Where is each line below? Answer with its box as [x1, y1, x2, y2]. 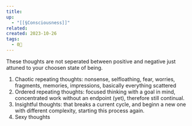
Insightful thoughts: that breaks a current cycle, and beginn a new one [14, 101, 187, 108]
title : [6, 8, 23, 15]
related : [6, 25, 28, 31]
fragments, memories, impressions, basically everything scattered [14, 82, 177, 89]
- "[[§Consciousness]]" [11, 20, 70, 25]
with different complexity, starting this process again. [14, 107, 145, 114]
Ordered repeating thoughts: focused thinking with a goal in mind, [14, 88, 176, 95]
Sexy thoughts [14, 113, 50, 120]
